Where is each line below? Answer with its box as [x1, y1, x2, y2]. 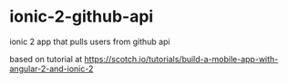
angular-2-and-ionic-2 [9, 63, 94, 74]
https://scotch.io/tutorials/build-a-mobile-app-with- [84, 53, 279, 64]
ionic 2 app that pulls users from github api [9, 36, 170, 47]
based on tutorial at [9, 53, 83, 64]
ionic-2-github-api [9, 6, 154, 27]
